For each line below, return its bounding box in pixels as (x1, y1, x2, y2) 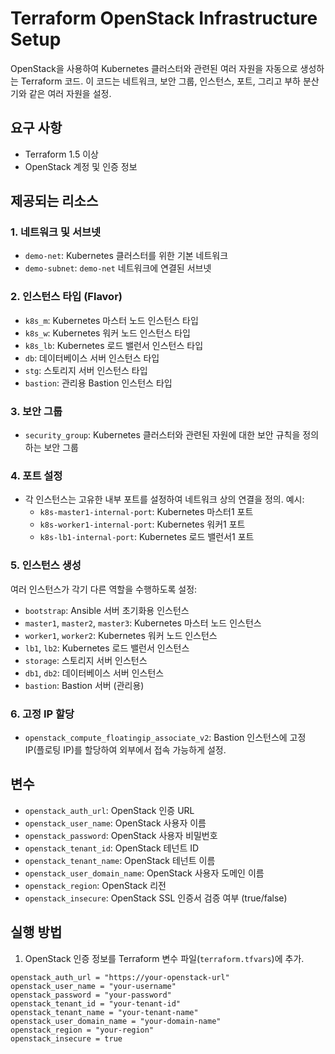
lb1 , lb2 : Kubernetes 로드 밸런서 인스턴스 (24, 642, 190, 654)
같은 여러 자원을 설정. (28, 87, 112, 99)
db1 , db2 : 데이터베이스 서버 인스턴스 (24, 667, 165, 679)
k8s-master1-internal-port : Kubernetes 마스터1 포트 (39, 506, 254, 518)
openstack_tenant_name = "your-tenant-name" (10, 1007, 199, 1017)
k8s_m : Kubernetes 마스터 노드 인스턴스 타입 (24, 314, 199, 326)
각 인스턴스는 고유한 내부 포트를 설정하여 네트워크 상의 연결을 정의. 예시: (24, 493, 305, 506)
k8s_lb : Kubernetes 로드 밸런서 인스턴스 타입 (24, 339, 204, 351)
